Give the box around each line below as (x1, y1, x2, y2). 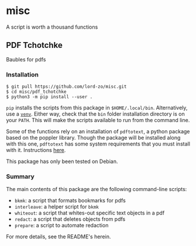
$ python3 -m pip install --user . (6, 94, 93, 100)
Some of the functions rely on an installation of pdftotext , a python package (6, 128, 190, 135)
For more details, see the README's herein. (6, 233, 111, 240)
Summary (6, 172, 35, 181)
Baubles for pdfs (6, 56, 46, 63)
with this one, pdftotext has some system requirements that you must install (6, 140, 190, 147)
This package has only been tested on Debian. (6, 158, 118, 165)
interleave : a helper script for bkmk (14, 203, 99, 210)
